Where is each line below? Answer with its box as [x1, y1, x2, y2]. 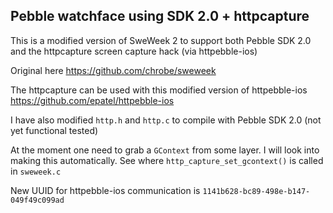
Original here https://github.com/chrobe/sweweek [10, 64, 217, 76]
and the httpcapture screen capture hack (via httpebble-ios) [10, 45, 258, 57]
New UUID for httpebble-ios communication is [10, 184, 201, 196]
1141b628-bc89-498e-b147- [202, 186, 311, 196]
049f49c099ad [10, 195, 65, 205]
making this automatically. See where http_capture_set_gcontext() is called [10, 154, 324, 166]
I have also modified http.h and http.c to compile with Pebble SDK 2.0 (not [10, 114, 322, 126]
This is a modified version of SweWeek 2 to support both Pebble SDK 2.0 [10, 34, 312, 46]
